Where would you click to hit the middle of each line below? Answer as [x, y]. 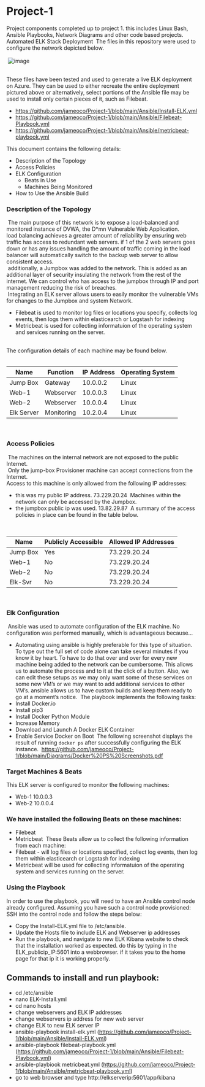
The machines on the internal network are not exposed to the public [93, 457]
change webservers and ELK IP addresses [69, 1012]
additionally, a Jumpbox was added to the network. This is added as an [97, 268]
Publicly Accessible [74, 541]
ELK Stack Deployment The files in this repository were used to [116, 41]
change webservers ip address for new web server [79, 1019]
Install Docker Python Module [52, 716]
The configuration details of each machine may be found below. [87, 350]
